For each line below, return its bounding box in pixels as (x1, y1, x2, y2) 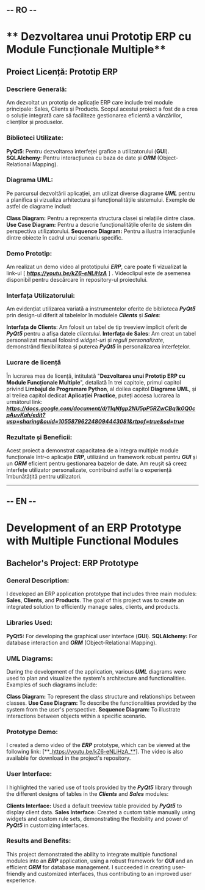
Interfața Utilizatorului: (6, 292, 75, 300)
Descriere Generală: (6, 85, 67, 94)
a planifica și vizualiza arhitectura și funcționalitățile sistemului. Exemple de (6, 196, 195, 204)
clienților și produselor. (6, 119, 64, 126)
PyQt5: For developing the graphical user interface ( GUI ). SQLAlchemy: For (6, 632, 198, 639)
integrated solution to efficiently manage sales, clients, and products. (6, 603, 180, 611)
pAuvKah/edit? (6, 411, 46, 418)
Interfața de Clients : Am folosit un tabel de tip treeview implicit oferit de (6, 323, 187, 331)
